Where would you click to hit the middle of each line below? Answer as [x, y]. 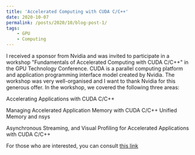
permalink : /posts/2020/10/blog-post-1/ [57, 22]
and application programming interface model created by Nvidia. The [90, 75]
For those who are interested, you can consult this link [72, 146]
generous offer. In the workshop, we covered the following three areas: [93, 87]
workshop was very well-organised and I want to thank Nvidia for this [91, 81]
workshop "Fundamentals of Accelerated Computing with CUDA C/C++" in [97, 62]
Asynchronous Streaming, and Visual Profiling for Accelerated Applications [98, 128]
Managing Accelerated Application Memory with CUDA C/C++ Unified [92, 110]
